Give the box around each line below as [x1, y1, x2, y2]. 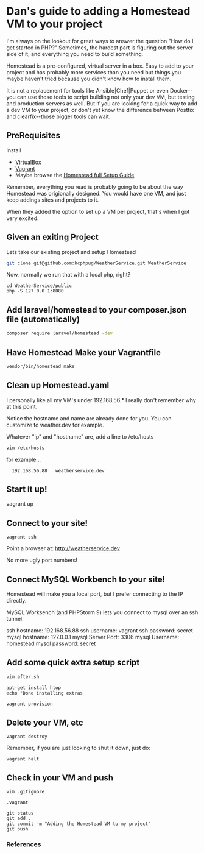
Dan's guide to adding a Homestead [6, 4, 191, 18]
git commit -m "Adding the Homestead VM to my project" [6, 821, 151, 827]
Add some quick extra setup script [6, 657, 140, 668]
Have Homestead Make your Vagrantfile [6, 347, 161, 358]
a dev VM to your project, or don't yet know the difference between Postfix [6, 106, 194, 113]
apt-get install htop [6, 684, 62, 691]
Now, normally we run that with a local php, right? [6, 271, 131, 278]
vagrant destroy [6, 734, 47, 740]
